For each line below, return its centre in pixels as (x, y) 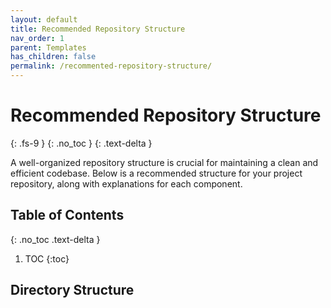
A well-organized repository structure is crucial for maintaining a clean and (164, 162)
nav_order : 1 (37, 38)
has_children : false (53, 57)
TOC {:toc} (47, 258)
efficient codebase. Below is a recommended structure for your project (156, 173)
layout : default (44, 19)
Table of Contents (67, 215)
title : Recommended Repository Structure (98, 29)
